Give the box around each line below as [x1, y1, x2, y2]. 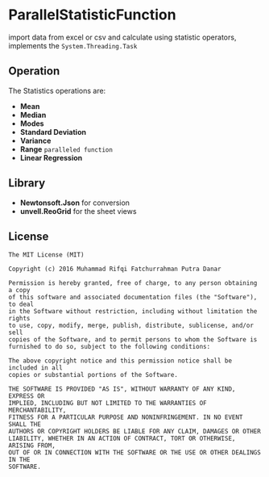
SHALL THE [8, 421, 42, 429]
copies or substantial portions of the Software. [8, 371, 179, 379]
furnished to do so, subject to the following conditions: [8, 343, 211, 351]
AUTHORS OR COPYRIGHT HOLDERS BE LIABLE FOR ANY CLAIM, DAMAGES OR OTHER [8, 428, 262, 436]
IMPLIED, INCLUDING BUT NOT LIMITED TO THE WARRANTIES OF [8, 400, 207, 408]
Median [19, 110, 47, 119]
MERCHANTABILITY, [8, 406, 67, 415]
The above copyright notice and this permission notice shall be [8, 357, 232, 365]
